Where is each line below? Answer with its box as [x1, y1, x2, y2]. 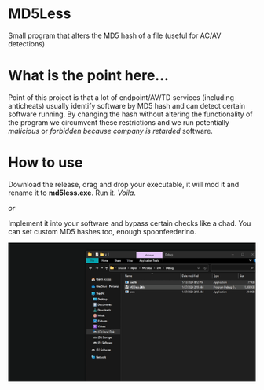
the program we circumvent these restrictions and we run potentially [8, 117, 230, 127]
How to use [8, 154, 83, 171]
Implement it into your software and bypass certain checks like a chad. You [8, 218, 251, 228]
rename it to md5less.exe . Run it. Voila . [8, 188, 136, 197]
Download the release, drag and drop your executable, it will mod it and [8, 179, 240, 189]
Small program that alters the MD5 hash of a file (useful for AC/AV [8, 31, 222, 40]
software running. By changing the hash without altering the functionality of [8, 109, 253, 119]
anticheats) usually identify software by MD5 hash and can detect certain [8, 101, 246, 110]
